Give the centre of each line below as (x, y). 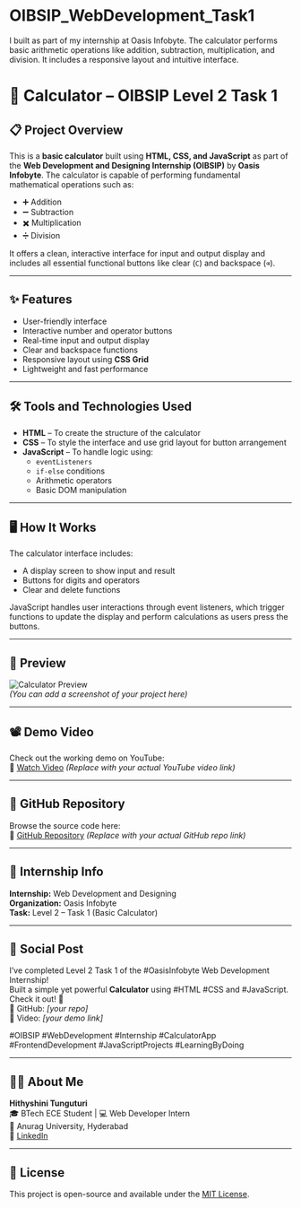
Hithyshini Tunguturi (48, 1103)
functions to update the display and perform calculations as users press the (149, 617)
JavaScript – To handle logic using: (88, 452)
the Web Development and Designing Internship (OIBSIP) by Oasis (134, 165)
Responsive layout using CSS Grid (86, 359)
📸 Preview (38, 663)
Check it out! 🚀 (37, 999)
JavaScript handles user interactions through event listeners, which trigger (147, 607)
